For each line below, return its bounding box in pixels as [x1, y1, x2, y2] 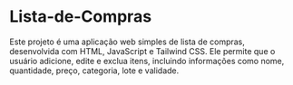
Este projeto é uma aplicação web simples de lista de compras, [9, 36, 245, 47]
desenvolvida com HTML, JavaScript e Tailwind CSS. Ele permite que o [9, 45, 276, 56]
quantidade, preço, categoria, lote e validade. [9, 65, 180, 76]
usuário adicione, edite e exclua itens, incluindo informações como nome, [9, 55, 285, 66]
